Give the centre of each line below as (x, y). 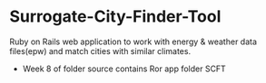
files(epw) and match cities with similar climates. (100, 51)
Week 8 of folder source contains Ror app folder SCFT (124, 69)
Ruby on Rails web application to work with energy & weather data (133, 41)
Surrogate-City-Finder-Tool (115, 17)
